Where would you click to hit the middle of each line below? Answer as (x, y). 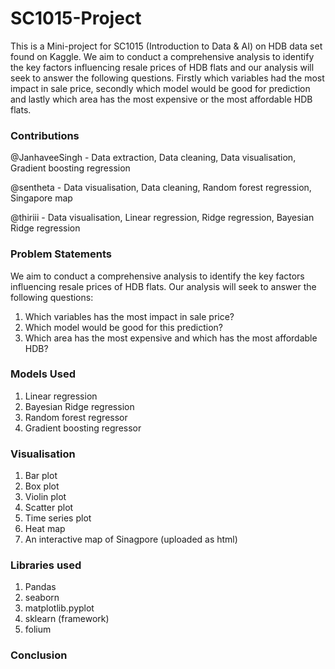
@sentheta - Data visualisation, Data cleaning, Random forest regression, (161, 188)
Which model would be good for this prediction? (124, 327)
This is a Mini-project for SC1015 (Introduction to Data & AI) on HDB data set (166, 46)
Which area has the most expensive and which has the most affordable (171, 338)
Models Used (43, 374)
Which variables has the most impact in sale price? (129, 316)
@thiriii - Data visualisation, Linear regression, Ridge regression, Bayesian (162, 218)
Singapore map (41, 198)
